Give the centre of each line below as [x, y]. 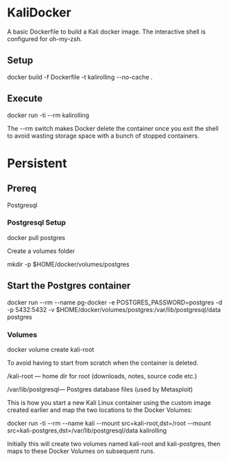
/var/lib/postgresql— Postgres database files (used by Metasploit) [100, 389]
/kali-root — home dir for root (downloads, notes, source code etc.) [102, 376]
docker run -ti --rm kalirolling [48, 115]
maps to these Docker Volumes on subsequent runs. [81, 451]
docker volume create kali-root [51, 349]
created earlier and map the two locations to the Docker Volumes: [100, 410]
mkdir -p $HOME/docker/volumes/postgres [68, 264]
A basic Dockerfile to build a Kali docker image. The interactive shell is [106, 32]
